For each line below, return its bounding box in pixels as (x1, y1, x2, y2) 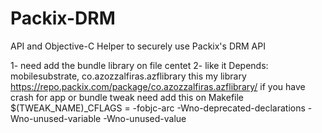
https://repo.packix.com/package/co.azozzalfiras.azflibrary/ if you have (10, 80, 306, 92)
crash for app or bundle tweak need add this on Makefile (10, 91, 245, 103)
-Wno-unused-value (103, 112, 187, 124)
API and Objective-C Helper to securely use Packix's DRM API (10, 40, 266, 52)
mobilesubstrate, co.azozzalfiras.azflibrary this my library (10, 70, 247, 82)
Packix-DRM (10, 7, 116, 30)
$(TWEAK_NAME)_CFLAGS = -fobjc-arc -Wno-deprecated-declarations (10, 102, 306, 114)
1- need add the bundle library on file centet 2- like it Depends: (10, 59, 269, 71)
